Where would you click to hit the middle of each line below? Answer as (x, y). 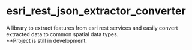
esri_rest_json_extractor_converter (96, 11)
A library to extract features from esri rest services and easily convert (92, 28)
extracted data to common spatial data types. (62, 34)
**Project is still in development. (46, 40)
